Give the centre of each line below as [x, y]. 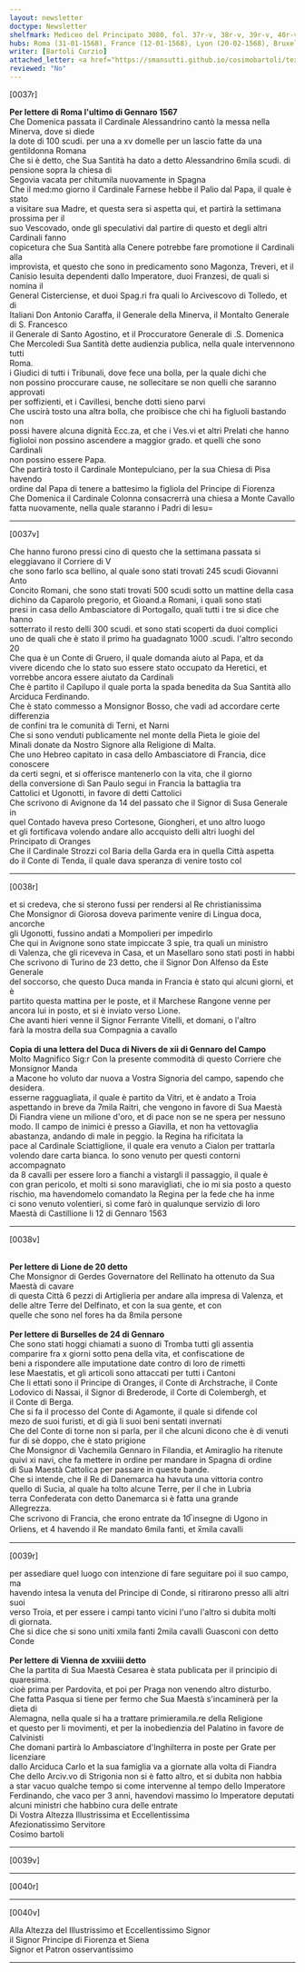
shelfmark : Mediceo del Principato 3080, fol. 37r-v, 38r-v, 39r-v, [142, 35]
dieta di [24, 1708]
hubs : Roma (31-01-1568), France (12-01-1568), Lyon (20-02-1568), [140, 43]
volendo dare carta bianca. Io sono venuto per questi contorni [125, 1155]
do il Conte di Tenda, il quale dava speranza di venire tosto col [126, 861]
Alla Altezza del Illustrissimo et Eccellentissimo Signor [110, 1930]
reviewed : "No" [38, 69]
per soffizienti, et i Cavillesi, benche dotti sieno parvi [108, 402]
